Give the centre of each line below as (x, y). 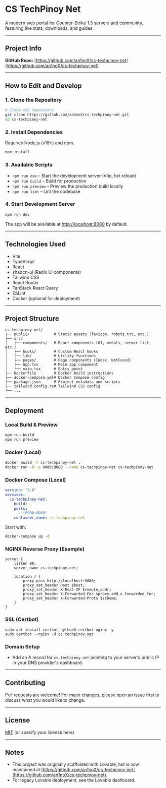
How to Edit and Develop (44, 86)
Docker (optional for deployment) (46, 298)
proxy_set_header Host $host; (54, 585)
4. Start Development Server (40, 204)
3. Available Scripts (29, 165)
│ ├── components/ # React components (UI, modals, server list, (78, 343)
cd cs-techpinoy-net (26, 120)
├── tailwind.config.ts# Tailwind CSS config (53, 386)
